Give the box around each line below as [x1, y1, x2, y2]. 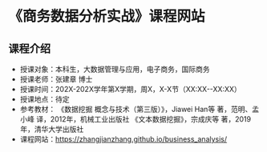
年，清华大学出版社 [19, 125, 84, 134]
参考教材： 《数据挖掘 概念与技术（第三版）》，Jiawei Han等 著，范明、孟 [19, 105, 260, 114]
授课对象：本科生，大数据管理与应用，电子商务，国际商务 [19, 65, 210, 74]
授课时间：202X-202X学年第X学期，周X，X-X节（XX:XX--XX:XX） [19, 85, 242, 94]
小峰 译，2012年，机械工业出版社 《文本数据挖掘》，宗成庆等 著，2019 [19, 114, 251, 124]
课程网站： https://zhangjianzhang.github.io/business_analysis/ [19, 134, 228, 144]
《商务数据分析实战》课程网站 [8, 7, 206, 26]
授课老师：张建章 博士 [19, 74, 93, 84]
